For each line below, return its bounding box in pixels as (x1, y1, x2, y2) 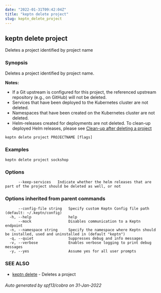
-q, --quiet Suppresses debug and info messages (9, 236, 143, 241)
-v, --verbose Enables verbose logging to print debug (9, 240, 152, 245)
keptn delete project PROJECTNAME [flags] (5, 135, 93, 140)
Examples (5, 146, 29, 153)
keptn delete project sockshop (5, 157, 69, 162)
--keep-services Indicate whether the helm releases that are (18, 180, 152, 185)
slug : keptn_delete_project (5, 16, 62, 21)
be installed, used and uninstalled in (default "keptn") (5, 232, 125, 237)
